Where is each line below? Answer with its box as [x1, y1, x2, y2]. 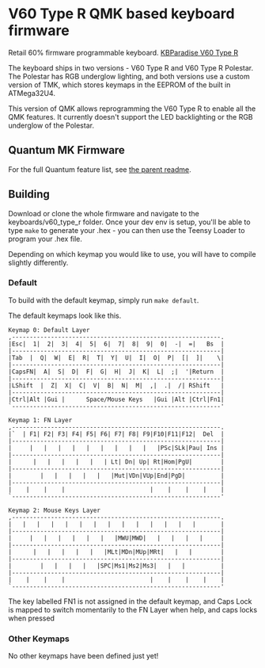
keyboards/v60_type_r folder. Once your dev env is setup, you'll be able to [8, 217, 251, 227]
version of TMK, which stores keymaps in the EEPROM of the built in [8, 80, 231, 90]
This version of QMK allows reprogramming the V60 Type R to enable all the [8, 104, 256, 113]
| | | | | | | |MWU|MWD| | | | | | [8, 534, 225, 542]
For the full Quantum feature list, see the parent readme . [8, 164, 191, 174]
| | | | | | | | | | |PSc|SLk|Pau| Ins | [8, 444, 225, 452]
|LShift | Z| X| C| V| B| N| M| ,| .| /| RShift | [8, 381, 225, 389]
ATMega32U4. [8, 88, 55, 97]
